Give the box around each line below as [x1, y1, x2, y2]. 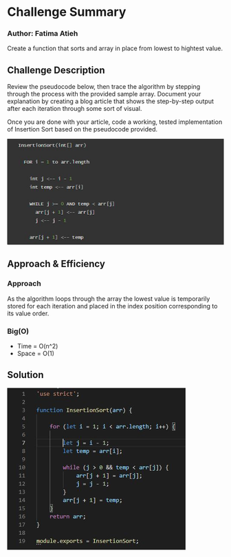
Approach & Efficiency [7, 258, 105, 270]
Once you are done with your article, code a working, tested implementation [7, 118, 223, 126]
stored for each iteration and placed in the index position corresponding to [7, 302, 218, 310]
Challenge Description [7, 64, 105, 76]
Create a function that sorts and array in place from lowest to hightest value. [7, 44, 223, 52]
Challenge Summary [7, 4, 126, 20]
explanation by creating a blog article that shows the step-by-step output [7, 97, 214, 105]
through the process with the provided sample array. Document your [7, 90, 201, 98]
